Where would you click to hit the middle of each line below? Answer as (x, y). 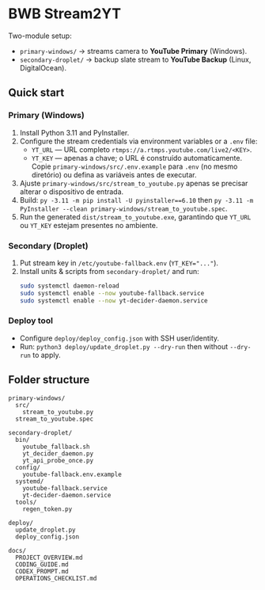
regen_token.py (47, 509)
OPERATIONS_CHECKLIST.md (56, 578)
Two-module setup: (40, 36)
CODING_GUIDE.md (42, 564)
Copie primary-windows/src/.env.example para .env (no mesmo (134, 166)
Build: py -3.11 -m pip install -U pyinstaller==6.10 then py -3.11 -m (136, 200)
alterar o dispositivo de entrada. (72, 192)
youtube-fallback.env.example (72, 474)
